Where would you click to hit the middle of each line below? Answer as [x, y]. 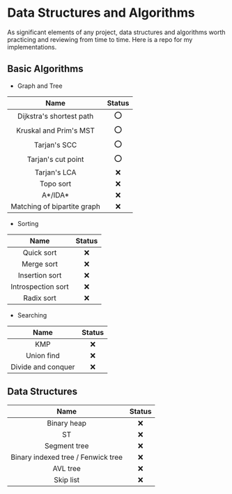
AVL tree [67, 468]
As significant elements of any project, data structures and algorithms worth [116, 32]
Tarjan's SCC [55, 145]
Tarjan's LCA [55, 172]
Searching [32, 315]
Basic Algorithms [45, 69]
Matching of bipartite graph [56, 206]
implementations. [32, 47]
